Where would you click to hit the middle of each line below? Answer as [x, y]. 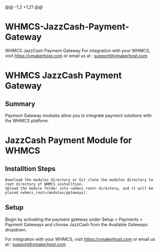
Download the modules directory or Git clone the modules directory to [79, 180]
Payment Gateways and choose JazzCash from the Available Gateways [76, 224]
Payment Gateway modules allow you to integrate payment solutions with [78, 115]
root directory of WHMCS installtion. [44, 184]
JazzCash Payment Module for [69, 140]
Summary [20, 104]
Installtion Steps [30, 168]
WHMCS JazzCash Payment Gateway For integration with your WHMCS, [78, 50]
